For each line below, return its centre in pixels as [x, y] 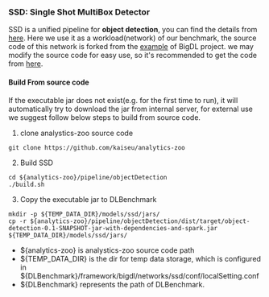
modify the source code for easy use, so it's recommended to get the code [133, 56]
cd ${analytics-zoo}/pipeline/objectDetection [88, 177]
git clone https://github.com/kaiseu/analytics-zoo [97, 147]
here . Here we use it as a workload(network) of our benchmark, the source [132, 38]
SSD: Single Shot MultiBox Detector [79, 12]
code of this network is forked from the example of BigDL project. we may [131, 47]
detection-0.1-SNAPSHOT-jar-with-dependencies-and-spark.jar [113, 228]
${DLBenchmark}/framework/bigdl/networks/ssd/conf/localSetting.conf [139, 275]
